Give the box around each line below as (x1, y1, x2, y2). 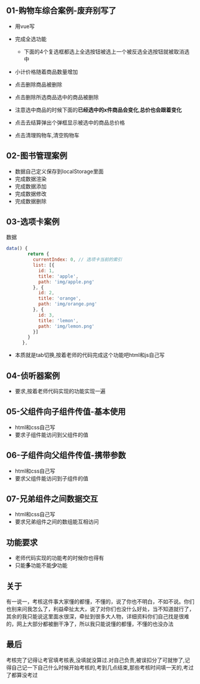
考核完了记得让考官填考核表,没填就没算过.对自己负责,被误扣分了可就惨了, (6, 656, 185, 664)
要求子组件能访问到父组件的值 (14, 431, 88, 438)
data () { (6, 245, 28, 252)
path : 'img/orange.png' (38, 301, 97, 307)
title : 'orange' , (38, 295, 82, 301)
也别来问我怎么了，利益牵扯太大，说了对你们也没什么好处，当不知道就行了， (6, 605, 195, 613)
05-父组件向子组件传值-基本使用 (6, 406, 126, 417)
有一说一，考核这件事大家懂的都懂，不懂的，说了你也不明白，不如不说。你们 (6, 598, 195, 605)
